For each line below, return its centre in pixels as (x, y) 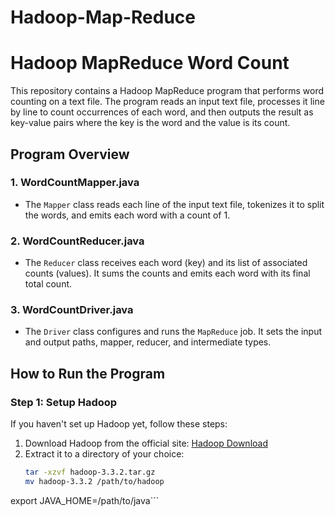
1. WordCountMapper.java (75, 183)
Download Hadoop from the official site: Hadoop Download (146, 443)
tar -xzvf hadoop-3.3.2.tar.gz (90, 472)
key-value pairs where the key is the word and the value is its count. (150, 123)
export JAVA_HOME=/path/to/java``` (85, 500)
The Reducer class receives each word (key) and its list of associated (166, 263)
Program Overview (70, 154)
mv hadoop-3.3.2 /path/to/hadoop (94, 481)
